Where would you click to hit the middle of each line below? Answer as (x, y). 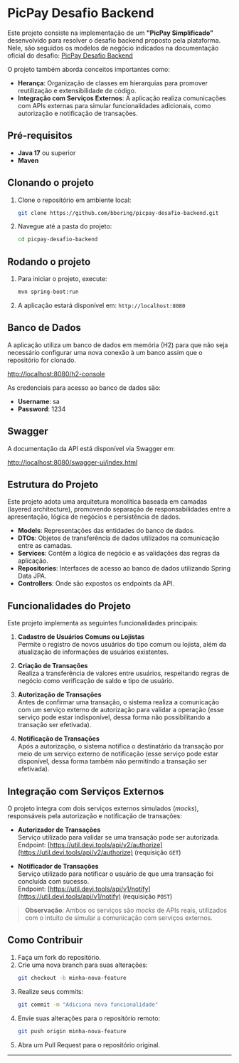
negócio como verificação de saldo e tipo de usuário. (96, 681)
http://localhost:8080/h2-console (56, 374)
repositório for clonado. (42, 360)
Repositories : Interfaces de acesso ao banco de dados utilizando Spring (124, 568)
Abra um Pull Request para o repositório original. (89, 1045)
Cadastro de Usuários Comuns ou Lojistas (81, 637)
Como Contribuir (45, 940)
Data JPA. (32, 576)
